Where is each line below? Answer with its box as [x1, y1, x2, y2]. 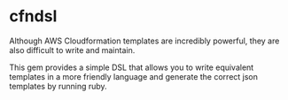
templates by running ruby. [9, 81, 108, 91]
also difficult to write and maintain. [9, 44, 136, 55]
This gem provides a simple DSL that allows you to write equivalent [9, 62, 254, 73]
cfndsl [9, 6, 58, 27]
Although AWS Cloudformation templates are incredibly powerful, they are [9, 35, 280, 46]
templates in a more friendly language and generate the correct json [9, 71, 259, 81]
